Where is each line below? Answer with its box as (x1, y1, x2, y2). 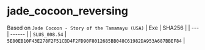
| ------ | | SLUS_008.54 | (7, 30, 67, 37)
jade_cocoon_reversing (7, 4, 129, 18)
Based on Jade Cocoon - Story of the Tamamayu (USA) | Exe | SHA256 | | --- (7, 24, 200, 31)
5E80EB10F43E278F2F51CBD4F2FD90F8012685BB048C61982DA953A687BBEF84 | (7, 37, 185, 44)
